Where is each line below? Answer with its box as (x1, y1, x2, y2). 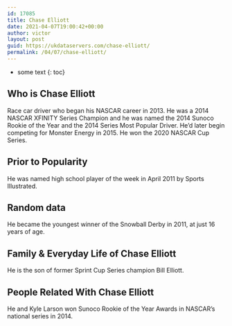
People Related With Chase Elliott (7, 286, 154, 298)
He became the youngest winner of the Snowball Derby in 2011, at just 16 (7, 220, 215, 229)
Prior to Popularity (7, 156, 88, 168)
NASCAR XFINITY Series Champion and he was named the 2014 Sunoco (7, 114, 215, 122)
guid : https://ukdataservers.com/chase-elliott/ (7, 42, 150, 49)
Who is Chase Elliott (7, 88, 96, 100)
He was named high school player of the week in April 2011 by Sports (7, 174, 204, 182)
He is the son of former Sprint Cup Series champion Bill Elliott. (7, 266, 184, 275)
